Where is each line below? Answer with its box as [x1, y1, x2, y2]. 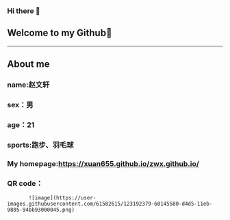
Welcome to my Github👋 [7, 27, 112, 39]
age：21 [7, 120, 35, 129]
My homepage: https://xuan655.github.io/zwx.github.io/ [7, 159, 200, 168]
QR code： [7, 178, 43, 188]
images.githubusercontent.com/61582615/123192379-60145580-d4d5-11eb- [7, 201, 213, 208]
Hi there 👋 [7, 6, 41, 16]
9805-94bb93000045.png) [7, 206, 75, 214]
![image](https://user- [28, 195, 97, 202]
